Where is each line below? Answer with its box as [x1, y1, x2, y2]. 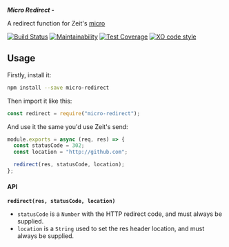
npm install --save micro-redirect [7, 84, 110, 91]
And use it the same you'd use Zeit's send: [7, 122, 129, 130]
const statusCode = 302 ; [13, 142, 85, 149]
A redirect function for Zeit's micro [7, 19, 106, 27]
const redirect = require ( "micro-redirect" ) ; [7, 110, 140, 117]
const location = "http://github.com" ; [13, 148, 128, 156]
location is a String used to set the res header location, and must [17, 224, 205, 233]
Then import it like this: [7, 97, 72, 105]
